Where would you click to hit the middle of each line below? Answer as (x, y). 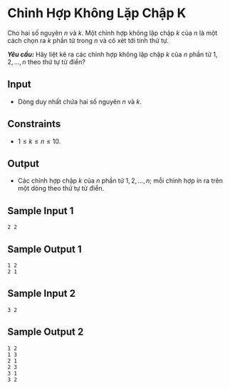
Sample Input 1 (41, 211)
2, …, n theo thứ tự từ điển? (46, 61)
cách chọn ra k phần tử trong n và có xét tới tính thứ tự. (88, 40)
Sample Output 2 (46, 332)
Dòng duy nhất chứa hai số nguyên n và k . (80, 101)
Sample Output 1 (45, 249)
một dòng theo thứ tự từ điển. (61, 188)
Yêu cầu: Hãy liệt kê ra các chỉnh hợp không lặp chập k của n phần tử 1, (113, 54)
